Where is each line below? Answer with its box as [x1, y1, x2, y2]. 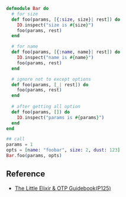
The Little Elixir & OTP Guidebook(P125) [14, 185, 111, 192]
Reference [6, 169, 46, 179]
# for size [11, 11, 38, 17]
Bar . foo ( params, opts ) [6, 153, 62, 159]
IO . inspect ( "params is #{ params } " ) [17, 114, 105, 120]
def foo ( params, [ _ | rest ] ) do [11, 81, 89, 88]
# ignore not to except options [11, 76, 92, 82]
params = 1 [6, 142, 33, 147]
